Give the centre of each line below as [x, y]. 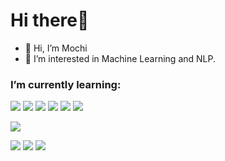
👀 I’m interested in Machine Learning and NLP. [120, 58]
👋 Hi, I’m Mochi [56, 48]
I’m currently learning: [66, 84]
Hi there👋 [50, 20]
